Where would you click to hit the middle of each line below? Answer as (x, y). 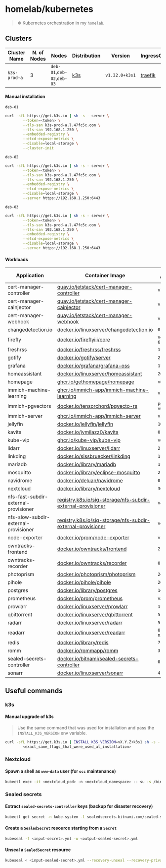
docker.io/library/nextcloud (88, 489)
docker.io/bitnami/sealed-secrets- (98, 659)
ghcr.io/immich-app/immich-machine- (103, 390)
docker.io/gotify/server (84, 358)
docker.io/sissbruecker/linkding (94, 456)
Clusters (19, 38)
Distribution (86, 56)
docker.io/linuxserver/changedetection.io (105, 330)
